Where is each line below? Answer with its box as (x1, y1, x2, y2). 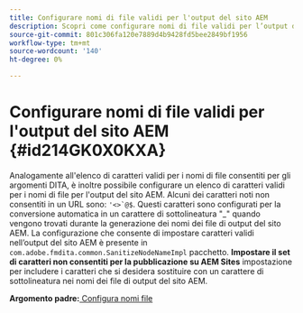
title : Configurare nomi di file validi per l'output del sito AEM (9, 13, 269, 23)
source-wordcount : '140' (9, 47, 103, 56)
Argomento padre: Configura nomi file (9, 292, 153, 303)
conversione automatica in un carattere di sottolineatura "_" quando (9, 208, 262, 219)
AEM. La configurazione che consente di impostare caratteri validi (9, 227, 254, 238)
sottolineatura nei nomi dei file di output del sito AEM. (9, 275, 208, 286)
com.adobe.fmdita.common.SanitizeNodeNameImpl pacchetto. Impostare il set (9, 246, 290, 257)
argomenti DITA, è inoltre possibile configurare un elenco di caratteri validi (9, 180, 286, 190)
